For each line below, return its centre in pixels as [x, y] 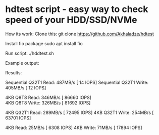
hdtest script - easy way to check [77, 9]
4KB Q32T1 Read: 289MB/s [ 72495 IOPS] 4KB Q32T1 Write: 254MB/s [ [79, 112]
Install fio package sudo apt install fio [44, 43]
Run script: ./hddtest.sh [30, 53]
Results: [14, 73]
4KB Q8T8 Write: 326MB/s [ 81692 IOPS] [48, 103]
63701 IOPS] [18, 118]
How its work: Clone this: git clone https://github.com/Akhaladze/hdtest [79, 34]
